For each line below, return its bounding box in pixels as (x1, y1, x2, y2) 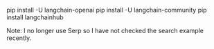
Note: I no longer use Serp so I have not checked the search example (6, 27, 204, 35)
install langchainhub (6, 13, 64, 21)
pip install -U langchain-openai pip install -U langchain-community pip (6, 6, 207, 14)
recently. (6, 34, 32, 42)
